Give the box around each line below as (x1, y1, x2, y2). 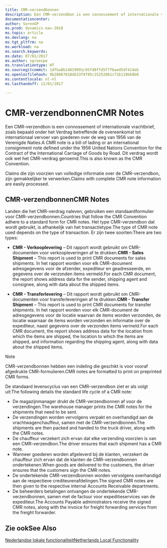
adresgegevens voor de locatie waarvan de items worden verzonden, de (12, 312, 161, 319)
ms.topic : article (5, 30, 43, 35)
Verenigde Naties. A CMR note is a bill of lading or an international (5, 139, 139, 145)
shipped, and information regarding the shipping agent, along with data (12, 339, 158, 345)
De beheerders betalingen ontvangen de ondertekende (12, 488, 126, 494)
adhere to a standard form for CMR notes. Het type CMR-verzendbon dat (5, 219, 155, 225)
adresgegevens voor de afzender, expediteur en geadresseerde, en (12, 266, 151, 272)
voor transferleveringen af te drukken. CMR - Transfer (39, 297, 150, 303)
